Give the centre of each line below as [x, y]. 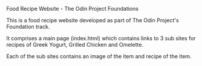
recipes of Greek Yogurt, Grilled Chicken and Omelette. [75, 45]
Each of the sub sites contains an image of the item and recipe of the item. [99, 56]
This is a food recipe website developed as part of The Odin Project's [93, 20]
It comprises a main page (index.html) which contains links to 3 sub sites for [101, 38]
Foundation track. [28, 27]
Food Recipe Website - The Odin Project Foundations [73, 9]
